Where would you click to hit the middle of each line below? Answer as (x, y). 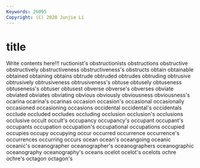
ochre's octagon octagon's (40, 158)
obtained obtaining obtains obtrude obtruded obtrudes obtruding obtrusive (99, 76)
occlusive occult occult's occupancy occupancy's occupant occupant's (95, 121)
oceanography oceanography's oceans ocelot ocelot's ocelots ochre (91, 152)
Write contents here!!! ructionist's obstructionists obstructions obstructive (97, 63)
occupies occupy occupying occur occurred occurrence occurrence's (93, 133)
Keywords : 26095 (26, 12)
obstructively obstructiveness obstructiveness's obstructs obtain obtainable (100, 70)
